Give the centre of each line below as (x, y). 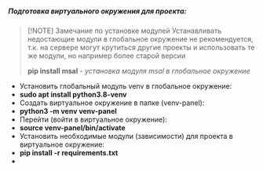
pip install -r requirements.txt (69, 152)
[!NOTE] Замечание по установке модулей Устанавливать (124, 31)
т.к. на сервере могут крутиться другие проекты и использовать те (141, 47)
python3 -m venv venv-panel (68, 111)
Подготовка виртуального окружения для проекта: (97, 11)
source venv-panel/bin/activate (72, 127)
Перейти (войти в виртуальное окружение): (93, 119)
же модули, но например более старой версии (106, 56)
